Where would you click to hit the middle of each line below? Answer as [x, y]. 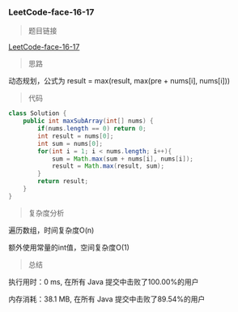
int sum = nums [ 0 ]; [70, 143]
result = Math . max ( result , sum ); [108, 166]
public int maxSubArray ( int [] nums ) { [88, 121]
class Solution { [38, 113]
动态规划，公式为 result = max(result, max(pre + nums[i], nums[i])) [119, 81]
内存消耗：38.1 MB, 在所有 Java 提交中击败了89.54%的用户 [107, 299]
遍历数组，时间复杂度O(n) [51, 230]
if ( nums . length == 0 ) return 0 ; [92, 129]
